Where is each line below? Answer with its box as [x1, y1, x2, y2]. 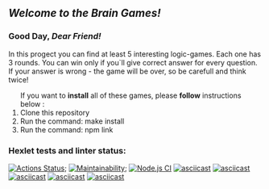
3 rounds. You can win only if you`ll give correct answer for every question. [8, 57, 258, 67]
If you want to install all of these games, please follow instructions [19, 90, 242, 100]
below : [19, 99, 45, 108]
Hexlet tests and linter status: [8, 145, 126, 156]
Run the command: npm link [19, 124, 114, 134]
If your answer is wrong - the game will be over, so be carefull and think [8, 66, 247, 76]
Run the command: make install [19, 116, 125, 126]
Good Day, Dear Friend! [8, 31, 102, 42]
